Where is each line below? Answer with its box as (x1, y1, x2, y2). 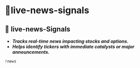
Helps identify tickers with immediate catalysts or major (12, 44, 135, 50)
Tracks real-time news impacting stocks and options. (12, 38, 129, 44)
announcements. (12, 49, 50, 55)
